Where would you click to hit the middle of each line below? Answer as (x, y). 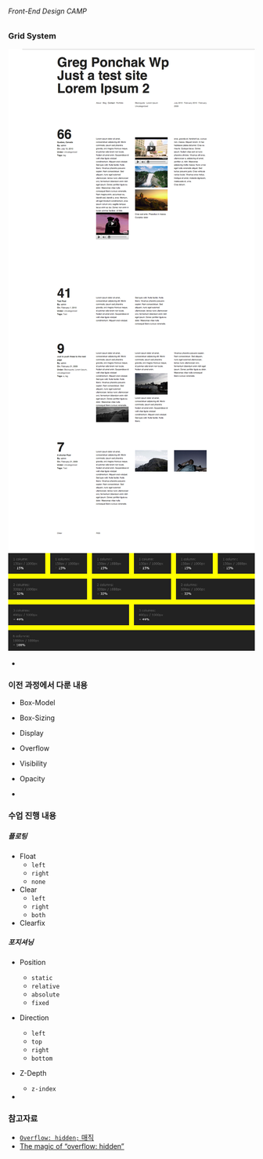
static (42, 978)
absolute (45, 995)
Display (32, 733)
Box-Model (37, 703)
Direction (34, 1018)
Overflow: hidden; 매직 (57, 1137)
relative (45, 987)
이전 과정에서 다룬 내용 (48, 686)
